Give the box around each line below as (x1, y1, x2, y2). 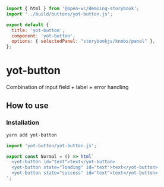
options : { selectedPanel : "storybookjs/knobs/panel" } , (11, 39, 156, 45)
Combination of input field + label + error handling (6, 84, 129, 91)
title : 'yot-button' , (11, 27, 65, 33)
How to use (6, 101, 49, 111)
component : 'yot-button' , (11, 33, 76, 39)
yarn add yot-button (6, 132, 58, 138)
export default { (6, 21, 49, 28)
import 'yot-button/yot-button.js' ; (6, 142, 97, 148)
